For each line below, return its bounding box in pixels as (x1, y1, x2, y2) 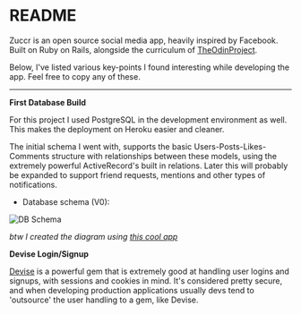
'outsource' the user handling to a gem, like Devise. (9, 294, 199, 305)
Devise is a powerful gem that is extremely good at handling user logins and (9, 266, 289, 276)
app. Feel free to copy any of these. (9, 71, 141, 81)
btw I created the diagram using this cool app (9, 231, 178, 242)
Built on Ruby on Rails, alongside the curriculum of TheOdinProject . (9, 44, 258, 55)
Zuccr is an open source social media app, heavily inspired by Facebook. (9, 35, 279, 46)
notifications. (9, 179, 58, 190)
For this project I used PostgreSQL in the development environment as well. (9, 114, 288, 125)
